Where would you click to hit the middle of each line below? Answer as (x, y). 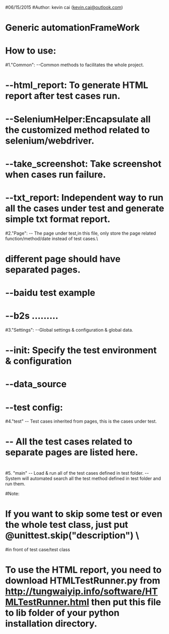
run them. (15, 484)
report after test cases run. (63, 96)
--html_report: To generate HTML (77, 85)
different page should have (63, 259)
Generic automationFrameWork (73, 28)
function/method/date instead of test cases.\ (52, 238)
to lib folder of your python (62, 613)
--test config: (34, 407)
